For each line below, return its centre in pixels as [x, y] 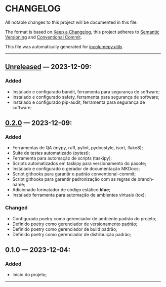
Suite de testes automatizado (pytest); [51, 153]
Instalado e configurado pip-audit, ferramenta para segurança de [79, 102]
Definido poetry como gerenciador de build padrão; [65, 229]
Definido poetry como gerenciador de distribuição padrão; [72, 234]
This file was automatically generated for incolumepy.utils [64, 46]
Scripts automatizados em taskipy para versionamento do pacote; [79, 164]
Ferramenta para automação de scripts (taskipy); [62, 158]
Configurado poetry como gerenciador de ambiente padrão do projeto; [84, 218]
